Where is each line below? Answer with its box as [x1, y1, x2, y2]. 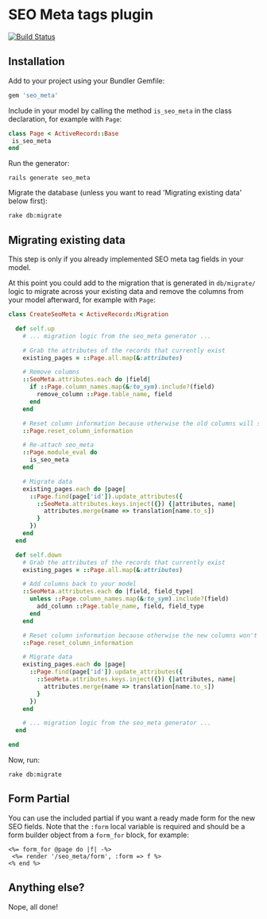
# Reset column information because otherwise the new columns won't [22, 631, 258, 639]
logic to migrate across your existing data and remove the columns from [8, 287, 244, 296]
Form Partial [8, 792, 70, 805]
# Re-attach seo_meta [22, 441, 94, 450]
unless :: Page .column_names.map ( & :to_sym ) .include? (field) [29, 595, 229, 603]
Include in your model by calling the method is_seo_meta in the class [8, 106, 232, 115]
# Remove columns [22, 368, 80, 376]
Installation [8, 55, 65, 68]
